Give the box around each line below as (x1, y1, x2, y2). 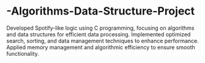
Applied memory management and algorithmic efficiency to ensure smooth (6, 44, 196, 51)
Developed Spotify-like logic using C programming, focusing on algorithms (6, 24, 195, 31)
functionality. (6, 50, 40, 57)
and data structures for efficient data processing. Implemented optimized (6, 30, 191, 38)
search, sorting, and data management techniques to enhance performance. (6, 37, 199, 44)
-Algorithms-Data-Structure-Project (6, 4, 195, 18)
